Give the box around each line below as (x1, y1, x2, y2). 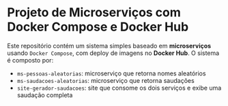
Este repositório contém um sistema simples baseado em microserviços (7, 41, 212, 50)
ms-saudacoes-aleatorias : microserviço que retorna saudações (16, 76, 195, 84)
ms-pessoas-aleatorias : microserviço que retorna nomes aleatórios (16, 69, 206, 77)
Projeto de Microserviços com (7, 5, 181, 20)
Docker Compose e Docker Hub (7, 19, 189, 35)
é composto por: (7, 56, 54, 64)
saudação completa (16, 90, 73, 99)
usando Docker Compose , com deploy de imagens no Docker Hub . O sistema (7, 49, 220, 57)
